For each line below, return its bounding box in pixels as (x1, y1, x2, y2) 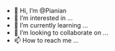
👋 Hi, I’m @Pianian (13, 7, 67, 14)
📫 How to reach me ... (13, 37, 79, 44)
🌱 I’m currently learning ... (13, 21, 89, 29)
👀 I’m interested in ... (13, 14, 73, 22)
